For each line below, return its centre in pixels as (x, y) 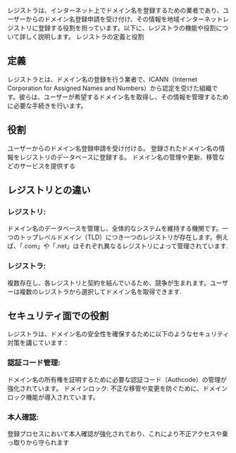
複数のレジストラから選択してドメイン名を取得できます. (100, 291)
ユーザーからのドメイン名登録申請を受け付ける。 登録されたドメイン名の (113, 148)
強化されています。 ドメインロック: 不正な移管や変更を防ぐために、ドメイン (117, 388)
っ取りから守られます (38, 442)
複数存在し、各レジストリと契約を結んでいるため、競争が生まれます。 (108, 283)
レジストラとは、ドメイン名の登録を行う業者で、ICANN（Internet (103, 79)
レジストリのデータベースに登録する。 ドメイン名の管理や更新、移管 (119, 157)
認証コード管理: (34, 363)
